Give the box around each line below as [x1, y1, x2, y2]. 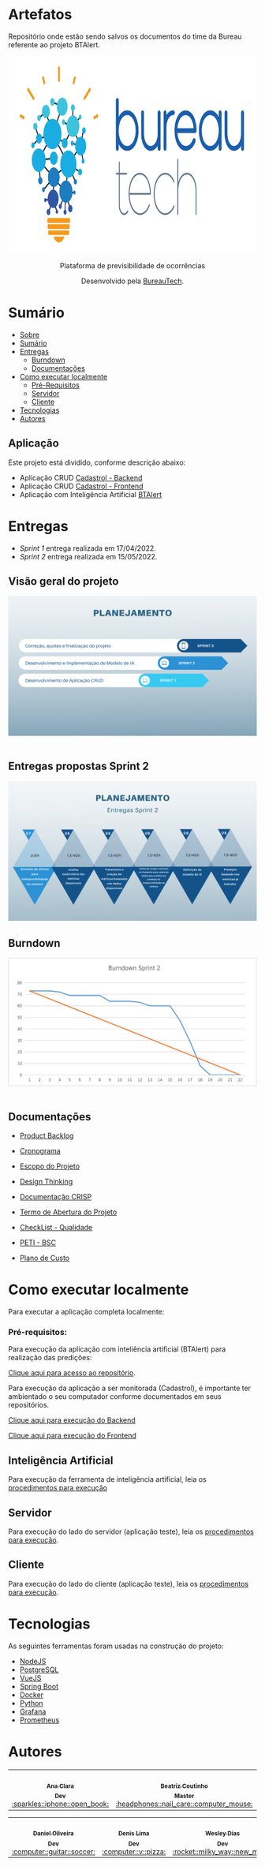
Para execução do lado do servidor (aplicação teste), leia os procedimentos [8, 1527, 254, 1536]
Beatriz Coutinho [160, 1782, 208, 1790]
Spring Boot [19, 1681, 59, 1691]
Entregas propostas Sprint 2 [8, 760, 150, 773]
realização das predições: [8, 1353, 92, 1363]
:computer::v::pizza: [102, 1846, 166, 1856]
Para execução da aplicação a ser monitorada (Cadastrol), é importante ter [8, 1383, 251, 1393]
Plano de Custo [19, 1253, 69, 1263]
